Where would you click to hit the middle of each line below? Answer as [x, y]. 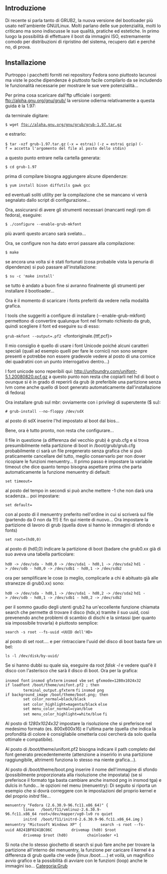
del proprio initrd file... [28, 796]
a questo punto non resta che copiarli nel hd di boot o [104, 376]
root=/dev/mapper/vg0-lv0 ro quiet [76, 814]
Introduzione [26, 8]
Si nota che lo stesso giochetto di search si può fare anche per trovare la [80, 844]
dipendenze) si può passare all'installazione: [51, 267]
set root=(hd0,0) [23, 539]
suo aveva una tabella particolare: [40, 554]
